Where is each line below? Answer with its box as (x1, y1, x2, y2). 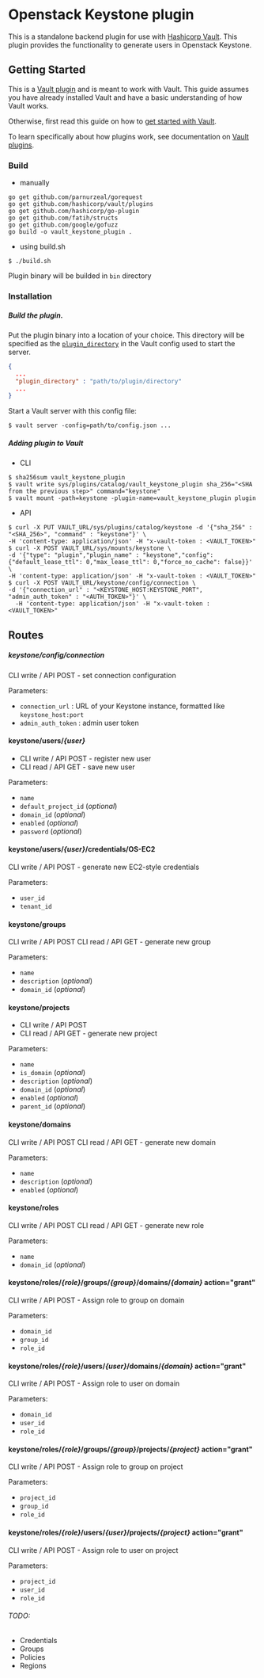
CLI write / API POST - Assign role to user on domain (8, 1379, 180, 1388)
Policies (19, 1652, 46, 1661)
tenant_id (19, 903, 53, 911)
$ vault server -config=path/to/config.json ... (8, 421, 172, 429)
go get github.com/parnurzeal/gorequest (8, 193, 144, 201)
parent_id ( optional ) (19, 1101, 86, 1111)
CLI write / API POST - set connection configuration (8, 670, 176, 680)
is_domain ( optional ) (19, 1068, 86, 1077)
